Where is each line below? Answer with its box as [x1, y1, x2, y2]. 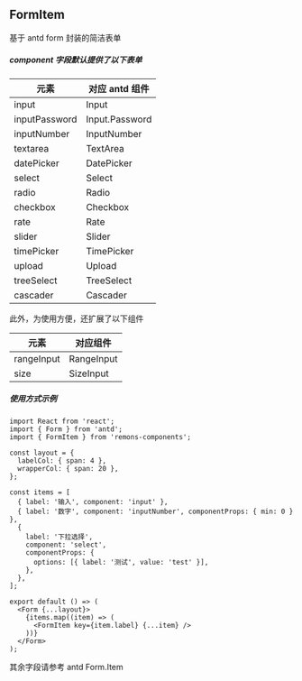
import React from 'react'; [9, 417, 115, 426]
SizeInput [69, 367, 110, 380]
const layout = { [9, 448, 75, 457]
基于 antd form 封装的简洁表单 [9, 32, 122, 43]
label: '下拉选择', [25, 532, 93, 541]
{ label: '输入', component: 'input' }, [17, 497, 169, 506]
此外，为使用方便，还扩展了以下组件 [9, 313, 144, 324]
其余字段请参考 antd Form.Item [9, 661, 124, 672]
